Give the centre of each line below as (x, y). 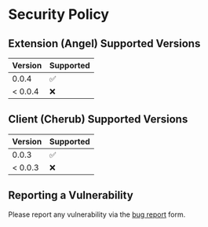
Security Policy (59, 15)
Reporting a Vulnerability (71, 195)
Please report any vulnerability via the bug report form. (97, 214)
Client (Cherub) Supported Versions (98, 119)
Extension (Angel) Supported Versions (104, 44)
